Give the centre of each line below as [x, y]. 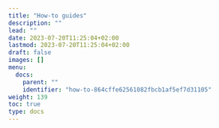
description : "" [35, 23]
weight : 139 [28, 97]
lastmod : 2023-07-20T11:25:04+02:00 [69, 45]
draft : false [30, 52]
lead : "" [23, 30]
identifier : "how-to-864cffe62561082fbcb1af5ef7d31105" [117, 89]
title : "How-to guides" [48, 16]
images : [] [26, 60]
